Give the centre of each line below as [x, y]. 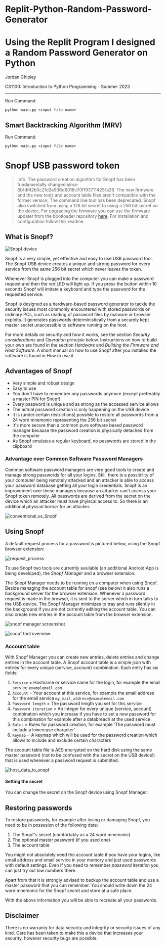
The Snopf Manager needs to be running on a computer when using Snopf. [82, 583]
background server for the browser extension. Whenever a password [75, 593]
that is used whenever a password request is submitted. [62, 760]
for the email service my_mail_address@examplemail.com [68, 698]
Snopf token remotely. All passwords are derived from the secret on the [78, 496]
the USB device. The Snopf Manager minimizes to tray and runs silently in [80, 604]
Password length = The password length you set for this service [77, 703]
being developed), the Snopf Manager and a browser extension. [70, 573]
